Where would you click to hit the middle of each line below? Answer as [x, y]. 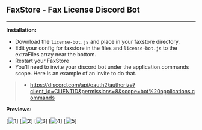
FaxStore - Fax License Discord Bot [73, 10]
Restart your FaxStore [42, 61]
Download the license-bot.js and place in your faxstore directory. [97, 41]
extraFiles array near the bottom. [56, 54]
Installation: [22, 30]
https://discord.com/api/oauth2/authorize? [83, 85]
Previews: [19, 109]
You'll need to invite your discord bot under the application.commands [102, 67]
